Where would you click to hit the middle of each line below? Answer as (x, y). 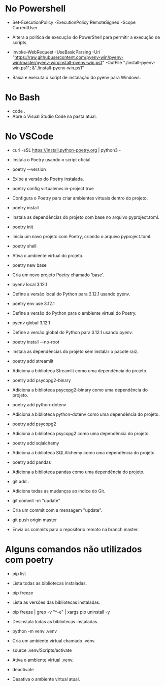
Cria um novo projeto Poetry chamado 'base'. (58, 275)
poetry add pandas (32, 462)
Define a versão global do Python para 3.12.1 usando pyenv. (72, 332)
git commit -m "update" (36, 500)
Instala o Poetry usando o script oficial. (52, 159)
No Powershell (35, 9)
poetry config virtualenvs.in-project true (53, 188)
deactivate (23, 669)
